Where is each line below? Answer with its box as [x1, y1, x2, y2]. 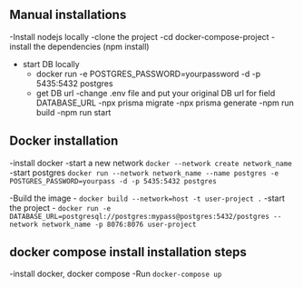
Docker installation [9, 134, 119, 149]
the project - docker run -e [9, 202, 112, 213]
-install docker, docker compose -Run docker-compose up [9, 268, 222, 280]
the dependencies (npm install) [33, 41, 150, 52]
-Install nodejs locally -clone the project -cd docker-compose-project [9, 31, 269, 42]
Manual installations [9, 7, 127, 23]
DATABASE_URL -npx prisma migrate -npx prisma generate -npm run [35, 97, 295, 108]
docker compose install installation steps [9, 244, 247, 260]
